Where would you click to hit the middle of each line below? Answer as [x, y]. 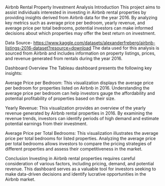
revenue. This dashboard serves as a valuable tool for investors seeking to [81, 169]
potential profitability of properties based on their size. [60, 98]
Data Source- [19, 43]
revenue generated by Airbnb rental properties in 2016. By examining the [79, 113]
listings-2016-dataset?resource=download [48, 48]
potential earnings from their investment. [46, 124]
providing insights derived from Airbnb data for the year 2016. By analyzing [81, 17]
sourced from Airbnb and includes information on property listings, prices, [81, 53]
